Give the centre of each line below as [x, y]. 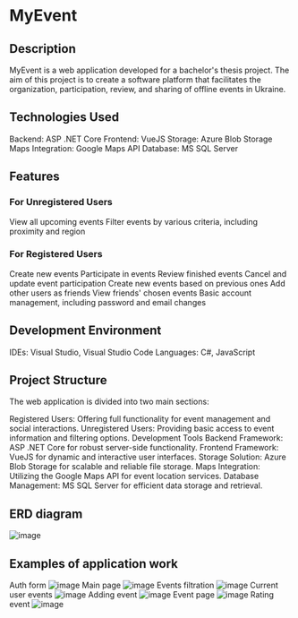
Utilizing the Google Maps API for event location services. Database [134, 476]
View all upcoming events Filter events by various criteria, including [133, 221]
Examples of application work [94, 564]
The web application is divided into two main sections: [109, 402]
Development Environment [85, 331]
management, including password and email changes [108, 302]
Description [43, 49]
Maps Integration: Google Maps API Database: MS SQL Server [124, 148]
